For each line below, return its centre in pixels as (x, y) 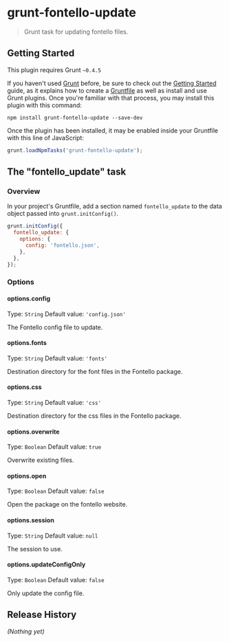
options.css (25, 387)
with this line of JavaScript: (46, 137)
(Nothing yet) (26, 631)
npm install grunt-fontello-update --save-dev (75, 118)
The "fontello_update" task (67, 172)
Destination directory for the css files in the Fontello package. (94, 416)
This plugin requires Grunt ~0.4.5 (54, 69)
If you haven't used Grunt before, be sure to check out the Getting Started (112, 83)
